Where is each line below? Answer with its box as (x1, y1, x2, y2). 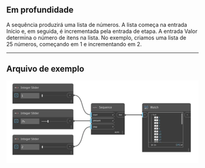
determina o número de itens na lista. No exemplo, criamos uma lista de (6, 33, 187, 41)
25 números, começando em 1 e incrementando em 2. (6, 40, 142, 47)
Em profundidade (6, 5, 74, 15)
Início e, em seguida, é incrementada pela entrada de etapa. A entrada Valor (6, 27, 198, 35)
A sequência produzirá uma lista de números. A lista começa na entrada (6, 21, 187, 28)
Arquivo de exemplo (6, 64, 84, 74)
